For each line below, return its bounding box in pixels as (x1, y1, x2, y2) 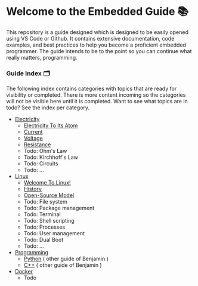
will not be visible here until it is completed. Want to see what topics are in (6, 98, 188, 105)
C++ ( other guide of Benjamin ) (23, 262, 103, 269)
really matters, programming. (6, 54, 78, 61)
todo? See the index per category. (6, 104, 90, 111)
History (23, 186, 42, 193)
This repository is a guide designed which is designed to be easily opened (6, 28, 189, 36)
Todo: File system (23, 198, 67, 205)
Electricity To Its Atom (23, 122, 78, 129)
